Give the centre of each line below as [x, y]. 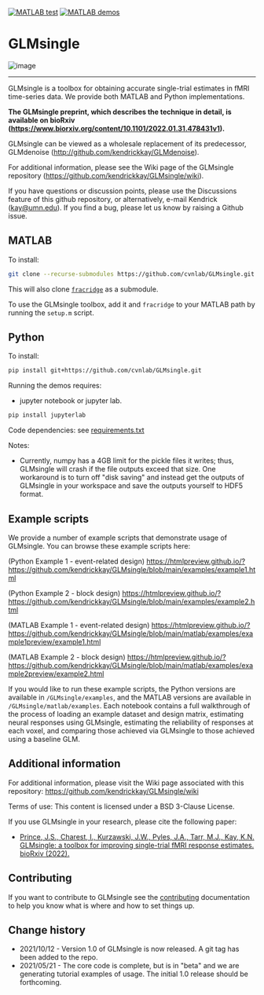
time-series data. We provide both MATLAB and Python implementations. [126, 96]
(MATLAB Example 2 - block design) [67, 657]
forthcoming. [40, 982]
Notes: [19, 446]
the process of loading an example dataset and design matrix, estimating [126, 714]
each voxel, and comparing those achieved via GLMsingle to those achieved [132, 731]
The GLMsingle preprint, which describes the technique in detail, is [120, 112]
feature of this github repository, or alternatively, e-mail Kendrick [113, 199]
